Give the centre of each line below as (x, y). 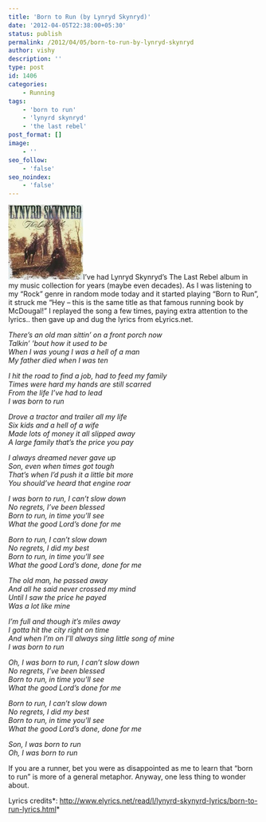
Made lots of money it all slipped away (72, 434)
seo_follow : (28, 160)
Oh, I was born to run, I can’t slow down (74, 662)
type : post (26, 68)
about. (19, 785)
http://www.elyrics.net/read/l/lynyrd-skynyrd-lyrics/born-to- (158, 801)
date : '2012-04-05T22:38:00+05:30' (67, 25)
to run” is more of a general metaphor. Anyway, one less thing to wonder (127, 777)
